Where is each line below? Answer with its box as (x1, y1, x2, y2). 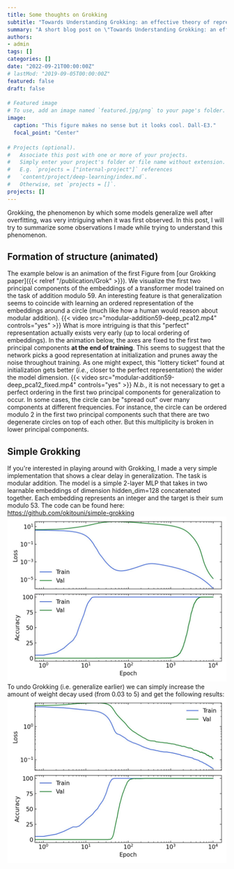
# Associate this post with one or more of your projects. (7, 151, 189, 159)
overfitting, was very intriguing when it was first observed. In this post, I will (7, 215, 224, 224)
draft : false (7, 85, 45, 92)
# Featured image (7, 100, 58, 107)
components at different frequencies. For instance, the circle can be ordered (7, 403, 227, 412)
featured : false (7, 78, 54, 85)
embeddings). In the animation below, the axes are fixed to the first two (7, 336, 211, 345)
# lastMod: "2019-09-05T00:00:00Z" (7, 70, 111, 77)
